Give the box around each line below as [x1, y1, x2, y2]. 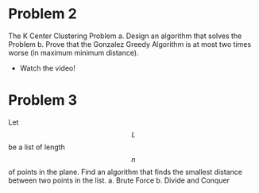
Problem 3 [8, 91, 78, 110]
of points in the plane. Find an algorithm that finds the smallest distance [8, 167, 242, 176]
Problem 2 [8, 5, 77, 23]
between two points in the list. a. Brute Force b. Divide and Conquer [8, 176, 230, 185]
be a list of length [8, 142, 65, 152]
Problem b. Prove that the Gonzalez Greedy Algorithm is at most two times [8, 39, 252, 48]
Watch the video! [19, 63, 75, 72]
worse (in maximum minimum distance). [8, 48, 139, 57]
